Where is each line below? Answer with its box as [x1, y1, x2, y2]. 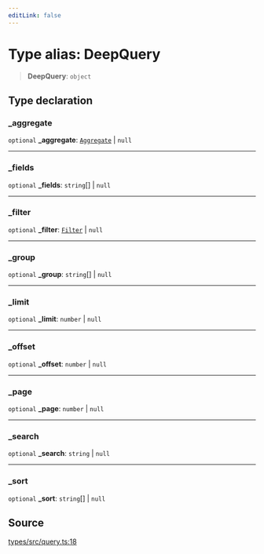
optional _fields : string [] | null [8, 180, 112, 189]
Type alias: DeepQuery [8, 45, 161, 63]
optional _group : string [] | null [8, 270, 112, 279]
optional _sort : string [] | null [8, 494, 106, 503]
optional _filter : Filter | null [8, 224, 104, 234]
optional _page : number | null [8, 404, 104, 414]
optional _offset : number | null [8, 359, 108, 369]
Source [8, 516, 45, 530]
